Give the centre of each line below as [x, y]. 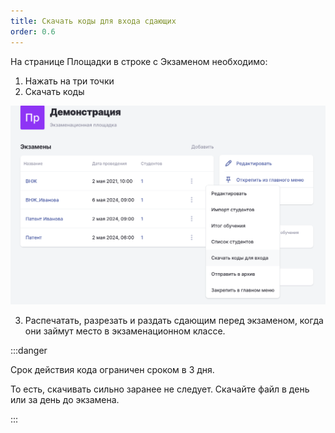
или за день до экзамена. [65, 399]
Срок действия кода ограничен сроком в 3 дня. [112, 369]
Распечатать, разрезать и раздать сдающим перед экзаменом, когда [174, 320]
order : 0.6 [33, 31]
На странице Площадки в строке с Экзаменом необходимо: [139, 61]
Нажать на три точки [69, 81]
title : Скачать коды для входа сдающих [93, 21]
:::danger [29, 350]
